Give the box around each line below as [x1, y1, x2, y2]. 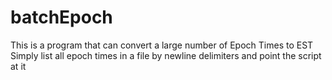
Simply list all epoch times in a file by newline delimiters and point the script [10, 49, 322, 61]
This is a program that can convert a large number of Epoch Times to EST [10, 39, 314, 51]
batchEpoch [10, 6, 113, 29]
